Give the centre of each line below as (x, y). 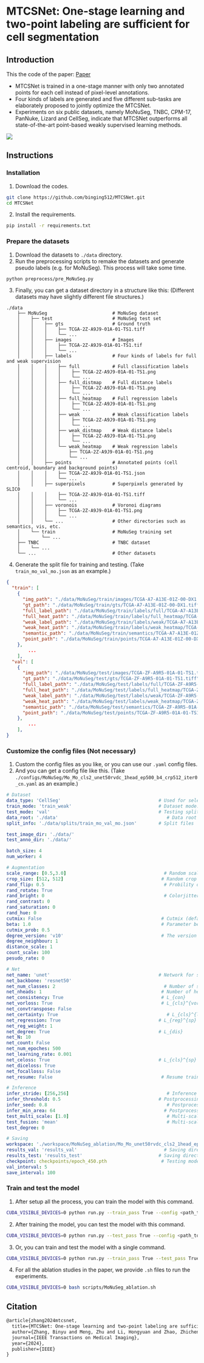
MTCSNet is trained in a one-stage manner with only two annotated (99, 86)
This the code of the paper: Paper (49, 74)
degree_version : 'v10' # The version (102, 936)
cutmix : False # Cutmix (95, 919)
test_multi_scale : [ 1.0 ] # (88, 1116)
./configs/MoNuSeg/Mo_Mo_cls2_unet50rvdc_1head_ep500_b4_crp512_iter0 (106, 778)
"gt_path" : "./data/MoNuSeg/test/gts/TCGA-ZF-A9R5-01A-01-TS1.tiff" (111, 679)
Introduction (30, 59)
